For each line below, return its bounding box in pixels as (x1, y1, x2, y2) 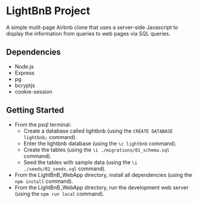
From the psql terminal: (14, 121, 72, 128)
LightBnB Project (6, 4, 90, 18)
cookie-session (14, 88, 53, 95)
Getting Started (6, 105, 64, 115)
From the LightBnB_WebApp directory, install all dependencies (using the (14, 171, 193, 178)
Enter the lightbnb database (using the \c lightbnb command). (23, 140, 177, 147)
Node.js (14, 63, 34, 70)
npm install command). (14, 178, 74, 185)
